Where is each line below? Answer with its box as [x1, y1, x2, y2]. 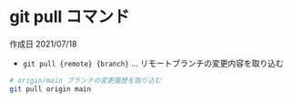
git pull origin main [9, 84, 92, 94]
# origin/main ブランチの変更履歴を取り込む [9, 76, 162, 85]
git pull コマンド [9, 6, 130, 27]
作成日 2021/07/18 [9, 38, 77, 49]
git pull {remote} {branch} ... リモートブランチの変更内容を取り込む [22, 57, 284, 68]
